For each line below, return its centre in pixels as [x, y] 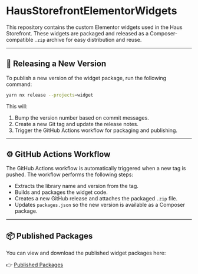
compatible [20, 39]
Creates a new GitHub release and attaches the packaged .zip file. [96, 199]
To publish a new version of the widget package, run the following [86, 78]
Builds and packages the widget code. [61, 192]
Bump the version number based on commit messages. [82, 118]
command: [19, 84]
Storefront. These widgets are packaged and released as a [77, 33]
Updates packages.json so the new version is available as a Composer [100, 205]
